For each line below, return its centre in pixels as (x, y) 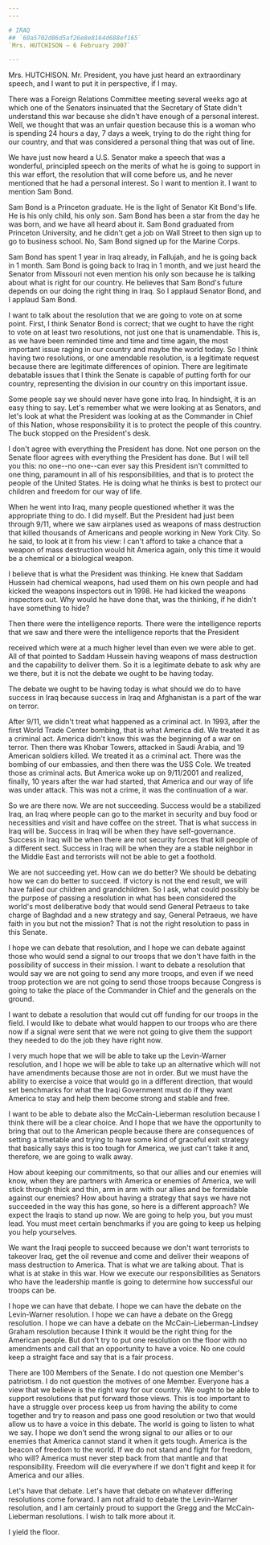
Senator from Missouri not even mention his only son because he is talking (132, 274)
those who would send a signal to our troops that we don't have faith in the (132, 957)
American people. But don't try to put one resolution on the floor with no (128, 1340)
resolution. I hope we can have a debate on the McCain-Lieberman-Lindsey (133, 1323)
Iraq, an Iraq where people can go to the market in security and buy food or (133, 814)
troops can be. (33, 1290)
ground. (21, 999)
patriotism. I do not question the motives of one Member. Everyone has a (129, 1381)
